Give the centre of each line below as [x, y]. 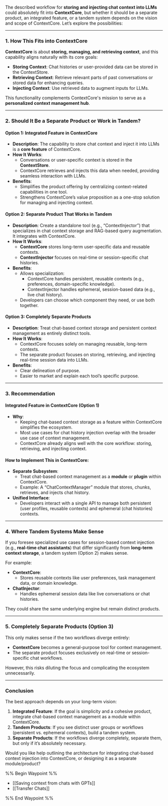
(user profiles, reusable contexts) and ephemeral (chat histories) [86, 509]
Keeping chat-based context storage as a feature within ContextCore [91, 422]
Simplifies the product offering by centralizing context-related [83, 187]
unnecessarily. [20, 673]
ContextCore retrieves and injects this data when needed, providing [89, 171]
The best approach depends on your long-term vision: [61, 702]
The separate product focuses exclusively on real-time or [71, 653]
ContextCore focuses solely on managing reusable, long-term [83, 344]
